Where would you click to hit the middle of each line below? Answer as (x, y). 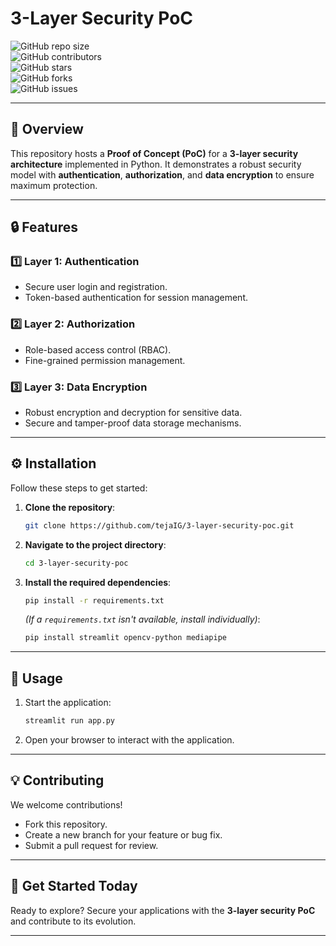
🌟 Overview (47, 129)
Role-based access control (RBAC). (98, 349)
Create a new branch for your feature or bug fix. (123, 834)
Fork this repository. (66, 824)
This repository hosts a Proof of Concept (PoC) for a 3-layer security (154, 153)
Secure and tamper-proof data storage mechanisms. (133, 423)
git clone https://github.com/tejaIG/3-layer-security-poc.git (159, 525)
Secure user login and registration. (96, 287)
